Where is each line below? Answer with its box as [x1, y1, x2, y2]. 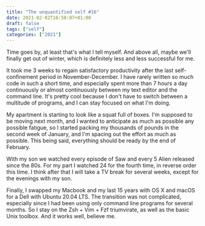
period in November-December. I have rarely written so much [39, 73, 194, 81]
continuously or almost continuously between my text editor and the [6, 86, 178, 93]
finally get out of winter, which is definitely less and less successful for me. [6, 55, 195, 62]
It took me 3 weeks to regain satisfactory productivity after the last [6, 67, 174, 74]
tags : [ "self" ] [6, 26, 45, 32]
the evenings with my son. [6, 175, 73, 182]
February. [6, 144, 31, 151]
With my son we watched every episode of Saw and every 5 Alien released [6, 155, 195, 162]
